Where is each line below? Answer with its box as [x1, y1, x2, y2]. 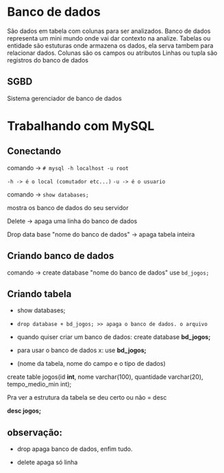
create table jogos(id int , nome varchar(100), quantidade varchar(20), [7, 373, 203, 381]
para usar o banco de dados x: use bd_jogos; [16, 346, 147, 354]
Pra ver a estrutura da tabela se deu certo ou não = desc [7, 393, 167, 402]
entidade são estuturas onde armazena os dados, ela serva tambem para [7, 41, 214, 49]
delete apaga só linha [16, 458, 78, 467]
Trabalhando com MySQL [7, 118, 155, 134]
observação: [7, 426, 63, 438]
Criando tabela [7, 288, 72, 299]
